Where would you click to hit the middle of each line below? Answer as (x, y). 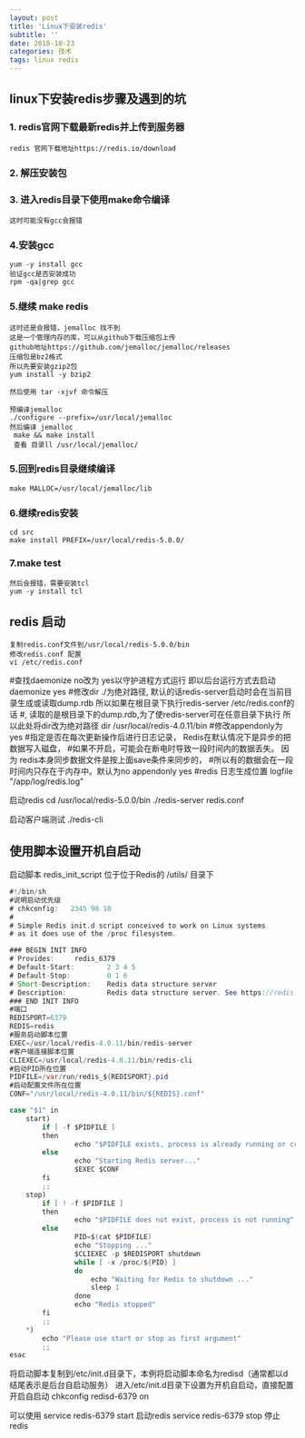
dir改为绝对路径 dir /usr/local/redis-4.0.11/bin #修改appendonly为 (162, 726)
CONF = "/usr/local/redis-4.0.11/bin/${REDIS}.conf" (107, 1094)
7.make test (35, 563)
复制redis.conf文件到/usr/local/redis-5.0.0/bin (100, 645)
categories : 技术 (41, 52)
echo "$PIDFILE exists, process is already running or (180, 1144)
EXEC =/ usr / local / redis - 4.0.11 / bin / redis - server (101, 1043)
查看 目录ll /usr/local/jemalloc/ (76, 445)
